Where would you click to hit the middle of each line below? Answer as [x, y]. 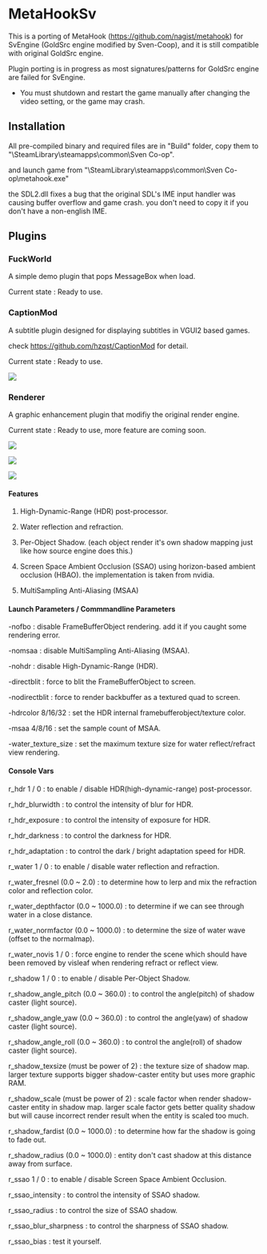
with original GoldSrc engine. [56, 53]
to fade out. [27, 1139]
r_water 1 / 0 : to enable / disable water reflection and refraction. [114, 866]
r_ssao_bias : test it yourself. [55, 1241]
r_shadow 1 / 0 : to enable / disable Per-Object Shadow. [99, 978]
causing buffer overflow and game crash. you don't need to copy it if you [129, 202]
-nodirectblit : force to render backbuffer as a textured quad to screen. [124, 698]
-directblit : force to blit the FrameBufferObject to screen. [102, 682]
